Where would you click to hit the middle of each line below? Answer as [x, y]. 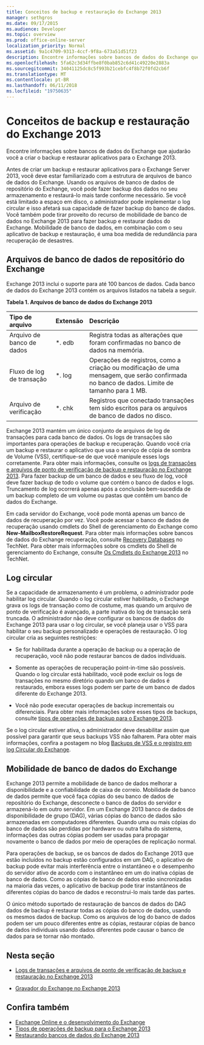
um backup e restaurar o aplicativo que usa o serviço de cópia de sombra [99, 450]
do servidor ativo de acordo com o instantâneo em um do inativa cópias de [100, 873]
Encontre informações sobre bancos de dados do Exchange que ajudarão [99, 151]
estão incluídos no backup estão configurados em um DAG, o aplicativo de [100, 860]
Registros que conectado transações [141, 400]
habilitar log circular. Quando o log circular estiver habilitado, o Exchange [98, 599]
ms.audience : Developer [36, 29]
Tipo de [21, 317]
